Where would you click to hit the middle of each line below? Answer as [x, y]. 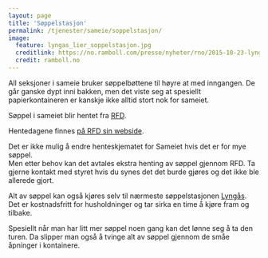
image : [19, 38]
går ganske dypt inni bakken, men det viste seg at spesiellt [105, 91]
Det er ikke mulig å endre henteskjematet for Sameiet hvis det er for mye [127, 146]
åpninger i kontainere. [44, 245]
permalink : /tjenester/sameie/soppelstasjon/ [85, 30]
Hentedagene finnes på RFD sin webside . [76, 131]
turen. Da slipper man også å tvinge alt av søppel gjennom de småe [119, 236]
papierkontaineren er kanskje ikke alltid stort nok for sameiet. [109, 100]
